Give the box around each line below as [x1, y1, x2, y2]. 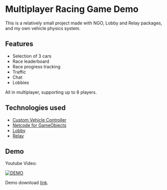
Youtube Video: [5, 161, 37, 167]
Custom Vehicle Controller [12, 117, 67, 123]
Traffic [12, 69, 26, 75]
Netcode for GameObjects [12, 122, 66, 128]
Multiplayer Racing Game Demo [5, 3, 139, 15]
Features [5, 40, 33, 48]
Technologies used [5, 104, 66, 112]
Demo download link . [5, 180, 49, 186]
